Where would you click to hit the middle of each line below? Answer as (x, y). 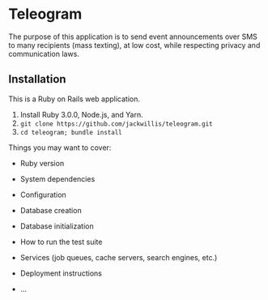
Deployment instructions (61, 273)
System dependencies (57, 178)
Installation (37, 79)
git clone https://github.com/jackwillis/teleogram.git (116, 124)
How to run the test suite (61, 242)
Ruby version (42, 163)
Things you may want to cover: (60, 148)
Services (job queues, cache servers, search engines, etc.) (119, 257)
